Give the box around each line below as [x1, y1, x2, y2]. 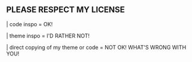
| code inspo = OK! [6, 20, 53, 27]
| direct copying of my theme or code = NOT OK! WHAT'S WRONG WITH [6, 44, 187, 51]
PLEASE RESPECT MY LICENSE [6, 5, 125, 15]
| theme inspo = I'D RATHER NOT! [6, 32, 90, 39]
